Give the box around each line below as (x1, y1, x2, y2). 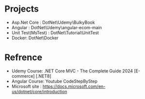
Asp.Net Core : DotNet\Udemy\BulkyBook (11, 19, 95, 25)
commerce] (11, 73, 35, 79)
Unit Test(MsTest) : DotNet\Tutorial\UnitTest (11, 30, 99, 35)
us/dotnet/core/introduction (11, 88, 67, 94)
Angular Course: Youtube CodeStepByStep (11, 78, 98, 84)
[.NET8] (35, 73, 51, 79)
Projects (4, 3, 39, 15)
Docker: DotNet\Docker (11, 35, 59, 41)
